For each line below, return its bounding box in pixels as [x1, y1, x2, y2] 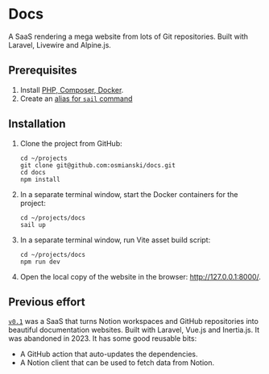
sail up [19, 221, 46, 229]
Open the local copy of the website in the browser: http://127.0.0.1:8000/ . [19, 271, 262, 281]
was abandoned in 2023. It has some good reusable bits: [8, 334, 197, 343]
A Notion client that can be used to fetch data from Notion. [19, 358, 215, 368]
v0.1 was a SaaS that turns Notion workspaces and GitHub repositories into [8, 317, 259, 326]
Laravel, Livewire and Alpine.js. [8, 40, 111, 49]
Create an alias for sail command [19, 94, 133, 103]
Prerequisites [8, 64, 77, 78]
